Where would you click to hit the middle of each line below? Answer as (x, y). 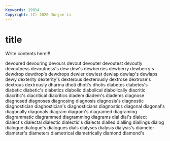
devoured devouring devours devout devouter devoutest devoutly (74, 63)
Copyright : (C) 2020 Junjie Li (38, 15)
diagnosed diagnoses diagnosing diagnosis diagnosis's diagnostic (75, 101)
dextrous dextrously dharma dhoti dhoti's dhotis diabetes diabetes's (77, 85)
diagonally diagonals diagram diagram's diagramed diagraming (71, 112)
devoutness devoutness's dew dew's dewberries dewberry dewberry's (80, 69)
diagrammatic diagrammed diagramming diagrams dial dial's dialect (76, 117)
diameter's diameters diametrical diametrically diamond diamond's (75, 133)
